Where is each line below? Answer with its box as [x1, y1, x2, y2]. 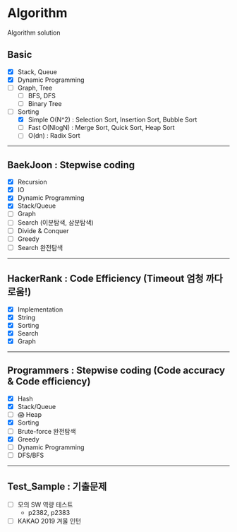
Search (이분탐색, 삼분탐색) [17, 218, 94, 227]
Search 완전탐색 [17, 243, 63, 252]
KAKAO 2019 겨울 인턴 [17, 517, 82, 525]
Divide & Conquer [17, 226, 69, 235]
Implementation [17, 305, 63, 314]
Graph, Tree [17, 83, 53, 92]
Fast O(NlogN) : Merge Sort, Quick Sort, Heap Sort [28, 124, 175, 132]
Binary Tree [28, 100, 62, 107]
